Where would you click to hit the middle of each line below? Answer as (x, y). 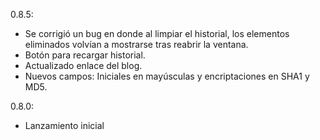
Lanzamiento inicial (64, 125)
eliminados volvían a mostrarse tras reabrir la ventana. (136, 44)
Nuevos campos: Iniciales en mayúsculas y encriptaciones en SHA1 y (167, 76)
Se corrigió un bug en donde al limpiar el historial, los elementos (157, 33)
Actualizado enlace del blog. (83, 65)
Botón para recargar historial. (85, 55)
